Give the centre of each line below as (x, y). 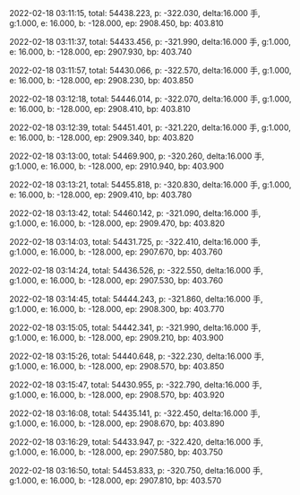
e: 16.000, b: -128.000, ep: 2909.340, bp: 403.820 (102, 138)
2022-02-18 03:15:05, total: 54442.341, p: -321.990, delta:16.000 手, (135, 327)
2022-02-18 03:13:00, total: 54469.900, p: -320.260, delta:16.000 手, (137, 156)
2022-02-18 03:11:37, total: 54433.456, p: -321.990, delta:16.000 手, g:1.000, (150, 42)
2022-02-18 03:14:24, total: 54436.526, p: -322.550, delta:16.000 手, (137, 270)
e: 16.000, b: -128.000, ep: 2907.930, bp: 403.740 (101, 52)
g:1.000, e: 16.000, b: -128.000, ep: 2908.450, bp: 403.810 (116, 23)
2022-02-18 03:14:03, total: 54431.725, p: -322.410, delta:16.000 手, (135, 242)
